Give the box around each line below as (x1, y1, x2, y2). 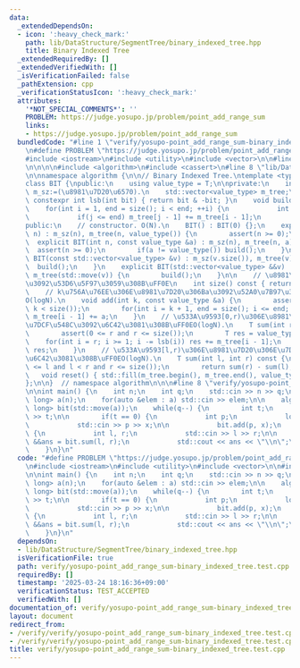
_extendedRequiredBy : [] (17, 55, 110, 63)
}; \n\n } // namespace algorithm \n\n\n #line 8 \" (25, 379, 214, 388)
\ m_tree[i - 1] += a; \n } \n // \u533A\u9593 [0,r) (25, 312, 242, 322)
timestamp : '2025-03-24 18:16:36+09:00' (17, 579, 170, 588)
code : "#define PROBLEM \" (17, 453, 118, 463)
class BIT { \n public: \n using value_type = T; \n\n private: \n (25, 180, 270, 189)
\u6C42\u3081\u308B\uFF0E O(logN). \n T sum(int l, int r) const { (25, 354, 286, 363)
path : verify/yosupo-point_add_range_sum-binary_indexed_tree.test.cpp (17, 562, 290, 571)
